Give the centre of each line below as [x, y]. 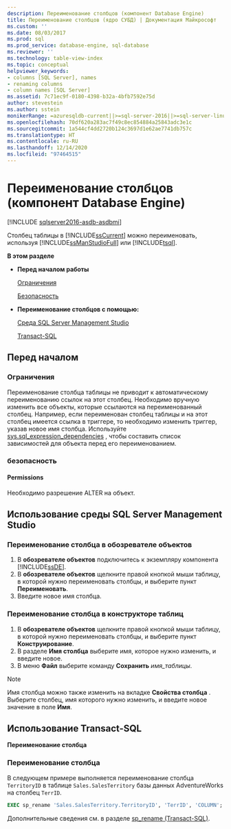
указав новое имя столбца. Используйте [67, 429]
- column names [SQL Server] [49, 90]
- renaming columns [35, 84]
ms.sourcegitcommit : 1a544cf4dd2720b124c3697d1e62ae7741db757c [100, 129]
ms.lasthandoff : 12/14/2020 [47, 148]
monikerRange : [27, 116]
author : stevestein [35, 103]
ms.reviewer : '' [30, 52]
